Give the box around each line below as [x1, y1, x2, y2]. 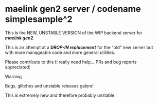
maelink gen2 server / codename [5, 3, 141, 15]
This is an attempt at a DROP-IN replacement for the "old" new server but [5, 44, 153, 50]
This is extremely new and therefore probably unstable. [5, 92, 116, 98]
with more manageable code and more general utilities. [5, 50, 116, 55]
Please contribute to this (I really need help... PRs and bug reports [5, 59, 137, 65]
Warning [5, 73, 22, 79]
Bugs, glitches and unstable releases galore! [5, 83, 94, 88]
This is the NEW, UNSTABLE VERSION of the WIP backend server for [5, 30, 142, 35]
